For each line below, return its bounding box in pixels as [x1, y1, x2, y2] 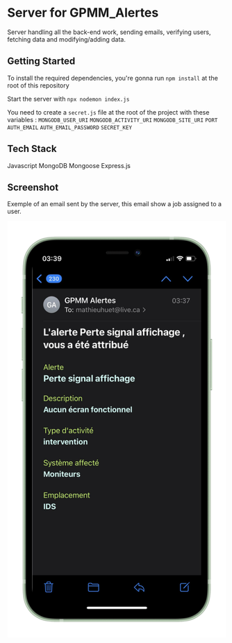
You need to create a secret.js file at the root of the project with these [7, 108, 210, 116]
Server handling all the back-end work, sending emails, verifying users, [7, 28, 211, 36]
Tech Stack [7, 143, 57, 155]
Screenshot [7, 181, 59, 193]
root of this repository [7, 81, 69, 90]
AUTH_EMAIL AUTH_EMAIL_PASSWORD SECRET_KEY [7, 124, 133, 131]
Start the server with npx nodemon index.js [7, 94, 130, 103]
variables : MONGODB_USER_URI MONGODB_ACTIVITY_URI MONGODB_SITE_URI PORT [7, 115, 218, 124]
